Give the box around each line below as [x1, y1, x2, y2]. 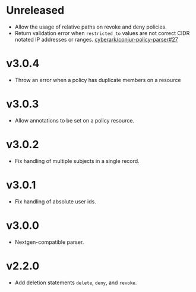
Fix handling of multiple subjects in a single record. [14, 157, 140, 164]
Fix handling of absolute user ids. [14, 197, 96, 205]
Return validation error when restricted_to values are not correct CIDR [14, 29, 190, 36]
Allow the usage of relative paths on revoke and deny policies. [14, 23, 167, 30]
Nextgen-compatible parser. [14, 238, 84, 246]
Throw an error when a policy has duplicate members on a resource [14, 76, 181, 83]
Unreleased [6, 4, 65, 17]
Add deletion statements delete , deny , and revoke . [14, 279, 137, 286]
